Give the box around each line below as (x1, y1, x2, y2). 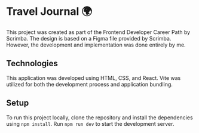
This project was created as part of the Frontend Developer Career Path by (6, 28, 191, 36)
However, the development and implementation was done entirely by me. (6, 41, 186, 48)
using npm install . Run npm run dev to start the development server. (6, 120, 174, 127)
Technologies (6, 58, 59, 69)
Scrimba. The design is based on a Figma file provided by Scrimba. (6, 35, 172, 42)
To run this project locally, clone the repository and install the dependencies (6, 114, 193, 121)
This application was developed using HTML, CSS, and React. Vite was (6, 74, 181, 81)
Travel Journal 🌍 (6, 5, 93, 18)
